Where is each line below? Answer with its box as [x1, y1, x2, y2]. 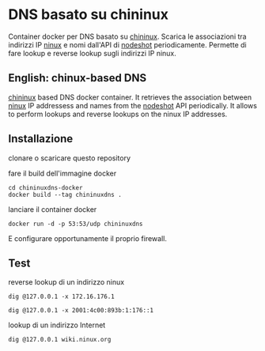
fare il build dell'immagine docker [8, 168, 117, 178]
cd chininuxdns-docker [8, 183, 83, 191]
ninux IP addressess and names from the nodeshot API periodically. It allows [8, 100, 257, 110]
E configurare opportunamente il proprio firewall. [8, 233, 168, 243]
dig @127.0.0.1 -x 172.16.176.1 [8, 292, 115, 301]
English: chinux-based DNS [8, 71, 147, 85]
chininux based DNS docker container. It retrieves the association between [8, 92, 252, 102]
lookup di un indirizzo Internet [8, 320, 106, 330]
